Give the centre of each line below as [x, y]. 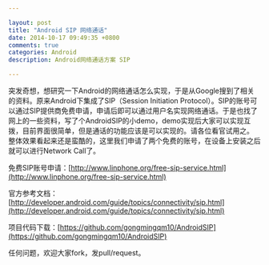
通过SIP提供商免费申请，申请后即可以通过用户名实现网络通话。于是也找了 [136, 110]
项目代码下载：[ [34, 227]
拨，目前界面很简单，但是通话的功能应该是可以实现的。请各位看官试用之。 [131, 130]
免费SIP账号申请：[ [40, 168]
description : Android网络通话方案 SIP [69, 60]
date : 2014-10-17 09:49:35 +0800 [64, 38]
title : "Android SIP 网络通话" [58, 30]
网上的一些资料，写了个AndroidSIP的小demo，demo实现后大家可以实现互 [130, 120]
